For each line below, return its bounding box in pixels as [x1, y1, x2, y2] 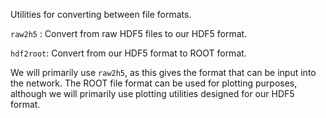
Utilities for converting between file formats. [10, 9, 192, 20]
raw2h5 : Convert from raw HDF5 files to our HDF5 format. [10, 28, 248, 39]
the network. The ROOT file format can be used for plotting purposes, [10, 77, 298, 89]
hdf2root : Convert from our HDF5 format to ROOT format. [10, 47, 247, 59]
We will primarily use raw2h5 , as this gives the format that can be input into [10, 67, 317, 78]
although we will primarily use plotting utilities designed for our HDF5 [10, 88, 295, 99]
